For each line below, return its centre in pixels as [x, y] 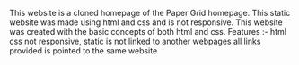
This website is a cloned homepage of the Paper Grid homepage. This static [150, 13]
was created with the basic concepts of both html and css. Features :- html [148, 32]
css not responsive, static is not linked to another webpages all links [135, 41]
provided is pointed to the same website [84, 51]
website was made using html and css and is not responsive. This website [146, 22]
